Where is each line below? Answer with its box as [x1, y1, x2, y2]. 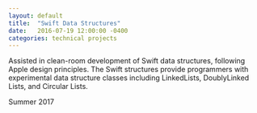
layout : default [8, 11, 63, 20]
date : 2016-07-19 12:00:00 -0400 [8, 26, 128, 34]
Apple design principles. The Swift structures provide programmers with [8, 65, 249, 75]
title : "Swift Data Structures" [8, 19, 121, 27]
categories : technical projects [8, 34, 117, 42]
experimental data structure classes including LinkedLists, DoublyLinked [8, 73, 250, 83]
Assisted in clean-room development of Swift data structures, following [8, 56, 246, 66]
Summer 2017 [8, 97, 55, 107]
